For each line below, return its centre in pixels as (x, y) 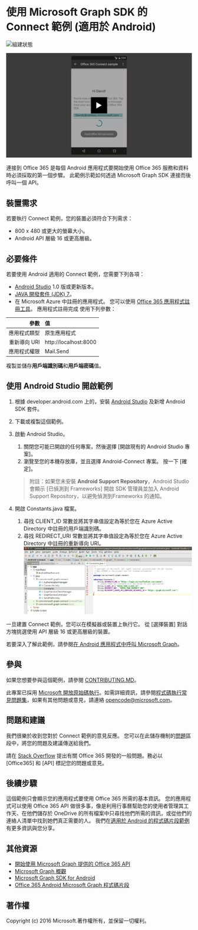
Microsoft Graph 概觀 (40, 872)
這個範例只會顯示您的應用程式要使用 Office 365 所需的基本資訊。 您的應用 (96, 799)
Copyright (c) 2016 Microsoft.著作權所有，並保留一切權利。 (78, 921)
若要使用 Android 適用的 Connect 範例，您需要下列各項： (75, 274)
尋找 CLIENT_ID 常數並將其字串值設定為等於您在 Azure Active (98, 521)
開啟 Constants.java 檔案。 (47, 508)
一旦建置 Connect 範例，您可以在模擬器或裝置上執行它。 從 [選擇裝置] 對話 (97, 624)
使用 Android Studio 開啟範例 (60, 386)
